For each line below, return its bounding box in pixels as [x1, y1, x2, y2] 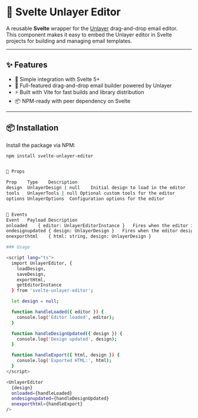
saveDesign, [16, 271, 46, 277]
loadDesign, [16, 265, 46, 272]
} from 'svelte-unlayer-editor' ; [11, 288, 94, 294]
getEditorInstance [16, 282, 62, 288]
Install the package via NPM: [6, 141, 75, 149]
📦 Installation [6, 123, 59, 133]
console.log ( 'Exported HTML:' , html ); [16, 358, 112, 364]
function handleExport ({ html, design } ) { [11, 352, 120, 358]
